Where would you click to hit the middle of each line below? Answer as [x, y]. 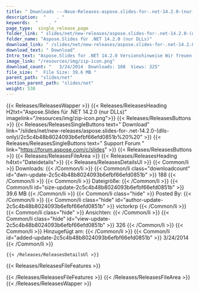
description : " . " [36, 17]
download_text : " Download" [41, 50]
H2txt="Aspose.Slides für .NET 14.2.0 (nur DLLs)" [67, 112]
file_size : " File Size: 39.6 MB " [51, 72]
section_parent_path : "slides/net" [50, 83]
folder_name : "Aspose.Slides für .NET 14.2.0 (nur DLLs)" [79, 39]
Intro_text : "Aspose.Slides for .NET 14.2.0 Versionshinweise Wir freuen [99, 56]
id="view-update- [89, 218]
